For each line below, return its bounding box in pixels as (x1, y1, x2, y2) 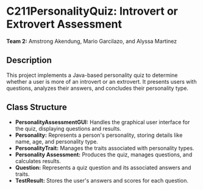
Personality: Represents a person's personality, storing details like (15, 131, 183, 139)
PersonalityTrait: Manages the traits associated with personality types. (15, 144, 194, 152)
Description (6, 55, 52, 65)
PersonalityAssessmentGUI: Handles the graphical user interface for (15, 118, 190, 126)
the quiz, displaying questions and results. (15, 125, 122, 132)
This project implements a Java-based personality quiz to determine (6, 71, 178, 79)
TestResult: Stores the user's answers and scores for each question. (15, 177, 189, 184)
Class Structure (6, 102, 67, 112)
